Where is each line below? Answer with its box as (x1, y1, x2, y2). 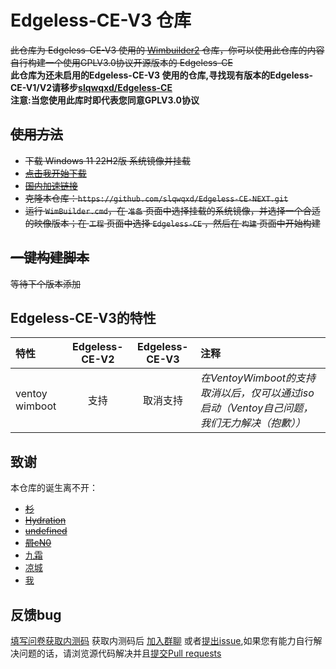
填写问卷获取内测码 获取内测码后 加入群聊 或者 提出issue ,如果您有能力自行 (10, 635, 314, 646)
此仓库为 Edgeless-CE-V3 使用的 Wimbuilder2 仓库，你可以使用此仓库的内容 (10, 44, 325, 56)
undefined (24, 525, 68, 537)
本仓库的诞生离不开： (10, 482, 98, 494)
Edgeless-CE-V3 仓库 (10, 9, 192, 32)
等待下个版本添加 (10, 277, 81, 290)
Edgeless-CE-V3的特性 (10, 309, 157, 326)
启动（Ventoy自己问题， (199, 401, 314, 415)
